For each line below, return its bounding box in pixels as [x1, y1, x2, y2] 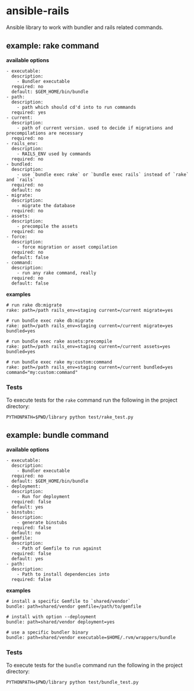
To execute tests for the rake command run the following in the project [6, 396, 177, 403]
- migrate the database [17, 202, 76, 208]
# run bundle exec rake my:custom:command [6, 359, 112, 365]
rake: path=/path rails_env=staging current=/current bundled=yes [6, 364, 173, 370]
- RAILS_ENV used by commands [17, 151, 92, 157]
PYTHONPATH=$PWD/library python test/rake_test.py [6, 414, 134, 421]
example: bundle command [6, 430, 109, 440]
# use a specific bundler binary [6, 629, 89, 635]
